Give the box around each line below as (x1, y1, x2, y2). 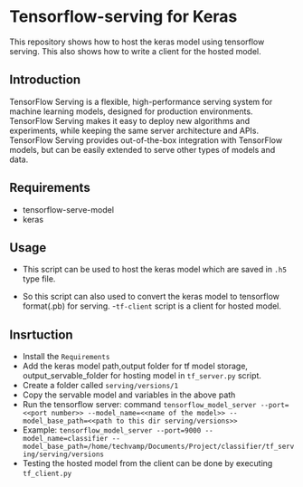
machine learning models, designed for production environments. (9, 106, 253, 117)
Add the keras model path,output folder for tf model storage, (22, 360, 249, 372)
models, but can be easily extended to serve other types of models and (9, 144, 276, 155)
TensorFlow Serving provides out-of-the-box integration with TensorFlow (9, 134, 283, 146)
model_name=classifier (22, 434, 109, 444)
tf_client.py (22, 469, 72, 479)
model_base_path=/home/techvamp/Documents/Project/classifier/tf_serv (22, 442, 295, 452)
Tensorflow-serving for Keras (9, 6, 238, 27)
